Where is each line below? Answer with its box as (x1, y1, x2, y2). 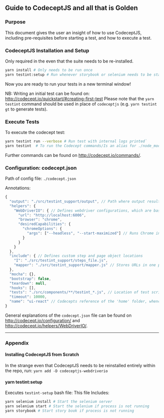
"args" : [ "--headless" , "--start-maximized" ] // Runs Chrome (26, 231, 154, 236)
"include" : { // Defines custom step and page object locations (9, 254, 143, 259)
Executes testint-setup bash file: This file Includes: (5, 390, 110, 396)
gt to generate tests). (5, 106, 48, 112)
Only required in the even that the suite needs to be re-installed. (5, 58, 134, 64)
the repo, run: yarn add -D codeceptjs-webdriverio (5, 368, 108, 374)
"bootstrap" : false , (9, 276, 51, 281)
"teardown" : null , (9, 281, 47, 286)
